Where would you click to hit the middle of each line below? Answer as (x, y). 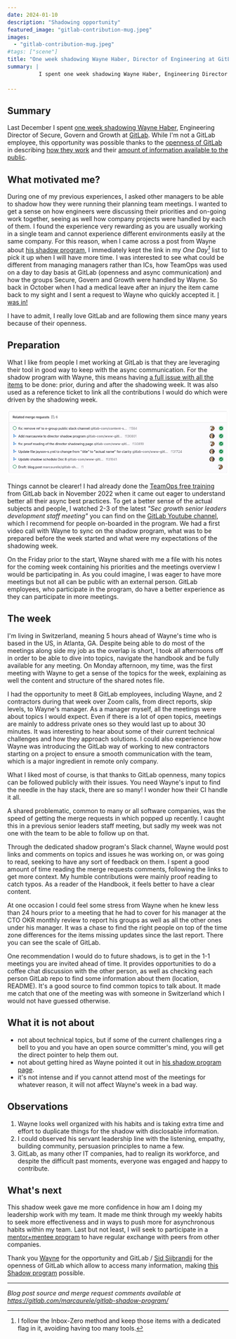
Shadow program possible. (46, 1273)
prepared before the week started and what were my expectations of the (112, 539)
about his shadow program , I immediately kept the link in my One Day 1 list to (117, 249)
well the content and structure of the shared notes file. (86, 680)
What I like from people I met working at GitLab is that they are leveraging (113, 362)
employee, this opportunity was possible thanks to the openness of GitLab (115, 143)
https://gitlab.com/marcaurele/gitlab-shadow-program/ (88, 1301)
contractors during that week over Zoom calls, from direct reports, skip (110, 701)
